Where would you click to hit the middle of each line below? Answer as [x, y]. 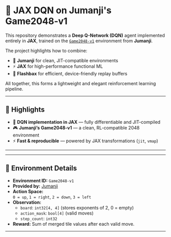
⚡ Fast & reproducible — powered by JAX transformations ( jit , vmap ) [85, 141]
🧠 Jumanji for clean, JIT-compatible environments [65, 60]
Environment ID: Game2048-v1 [43, 180]
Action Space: [28, 191]
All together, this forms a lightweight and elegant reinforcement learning [81, 83]
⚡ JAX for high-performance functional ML [58, 66]
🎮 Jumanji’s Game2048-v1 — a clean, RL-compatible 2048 [76, 127]
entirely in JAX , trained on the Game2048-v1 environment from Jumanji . [79, 41]
